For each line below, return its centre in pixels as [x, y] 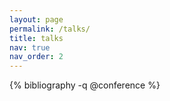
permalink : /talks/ [50, 29]
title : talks [36, 38]
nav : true [30, 47]
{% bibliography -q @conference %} [85, 85]
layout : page [36, 19]
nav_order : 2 [36, 57]
